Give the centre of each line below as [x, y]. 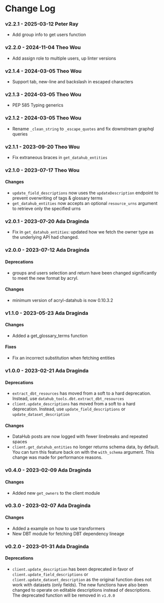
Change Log [30, 9]
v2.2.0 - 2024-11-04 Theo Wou [43, 47]
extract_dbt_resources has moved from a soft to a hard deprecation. [82, 393]
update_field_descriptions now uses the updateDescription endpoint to [85, 193]
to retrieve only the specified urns [46, 209]
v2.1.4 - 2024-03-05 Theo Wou [43, 71]
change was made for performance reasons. [57, 457]
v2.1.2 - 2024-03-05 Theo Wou [43, 118]
